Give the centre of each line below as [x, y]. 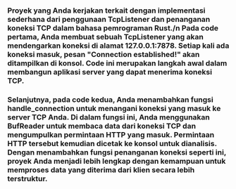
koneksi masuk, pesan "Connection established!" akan [104, 54]
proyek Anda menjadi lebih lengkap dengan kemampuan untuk [117, 161]
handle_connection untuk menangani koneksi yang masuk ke [114, 108]
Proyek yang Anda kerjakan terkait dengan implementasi [106, 11]
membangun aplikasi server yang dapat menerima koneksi [110, 72]
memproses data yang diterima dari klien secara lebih [101, 169]
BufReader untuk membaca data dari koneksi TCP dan [101, 126]
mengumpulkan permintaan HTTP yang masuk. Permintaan [111, 134]
